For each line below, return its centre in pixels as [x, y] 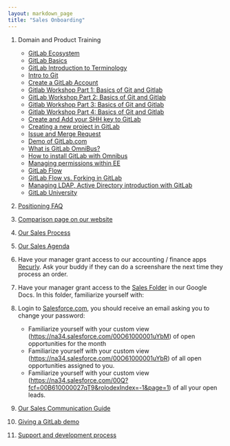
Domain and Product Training [59, 39]
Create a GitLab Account [63, 82]
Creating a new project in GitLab [74, 126]
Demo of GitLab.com [57, 141]
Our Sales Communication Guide [64, 408]
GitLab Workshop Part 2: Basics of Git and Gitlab [97, 97]
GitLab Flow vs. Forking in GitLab [75, 177]
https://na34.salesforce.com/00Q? [80, 380]
